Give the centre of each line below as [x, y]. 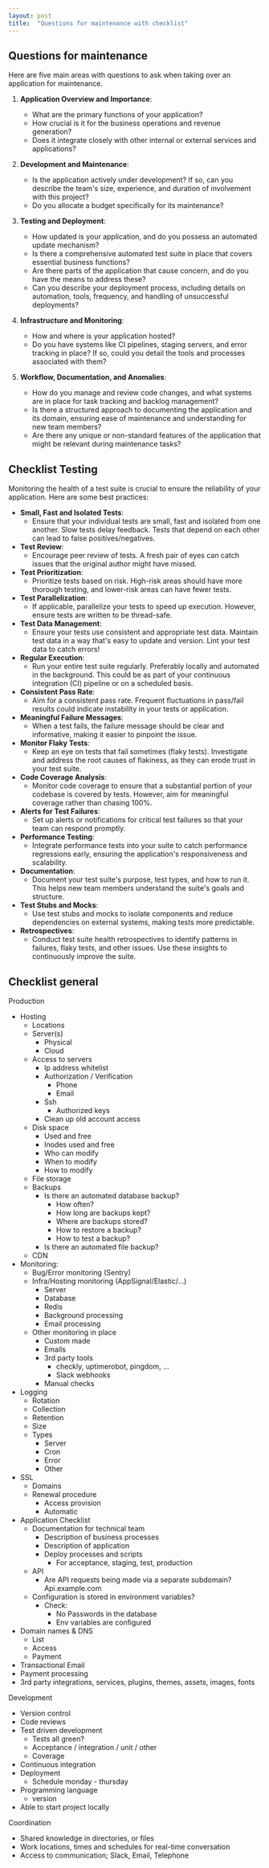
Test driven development [61, 1730]
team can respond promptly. [79, 829]
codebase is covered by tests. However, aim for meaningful [130, 794]
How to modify [68, 1170]
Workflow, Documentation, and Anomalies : [93, 377]
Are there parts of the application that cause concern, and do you [140, 271]
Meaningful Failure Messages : [71, 718]
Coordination [30, 1822]
